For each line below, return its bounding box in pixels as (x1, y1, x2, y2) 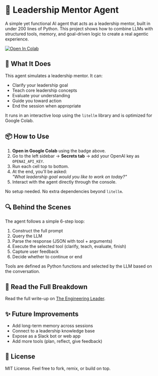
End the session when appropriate (12, 103, 81, 109)
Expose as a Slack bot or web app (12, 333, 81, 339)
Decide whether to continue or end (12, 254, 82, 260)
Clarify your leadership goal (12, 82, 68, 88)
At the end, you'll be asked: (12, 168, 67, 174)
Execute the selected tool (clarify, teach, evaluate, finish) (12, 244, 127, 250)
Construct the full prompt (12, 228, 63, 234)
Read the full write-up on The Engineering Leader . (5, 295, 106, 302)
